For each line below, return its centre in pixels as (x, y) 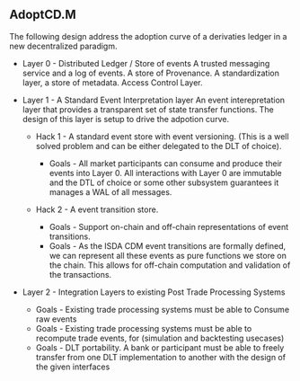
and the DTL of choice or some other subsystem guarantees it (164, 182)
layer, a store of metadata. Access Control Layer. (113, 82)
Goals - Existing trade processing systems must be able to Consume (163, 309)
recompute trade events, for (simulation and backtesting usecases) (160, 338)
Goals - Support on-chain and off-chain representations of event (169, 226)
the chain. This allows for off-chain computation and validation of (170, 265)
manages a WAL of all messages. (110, 191)
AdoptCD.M (43, 15)
